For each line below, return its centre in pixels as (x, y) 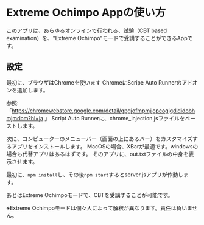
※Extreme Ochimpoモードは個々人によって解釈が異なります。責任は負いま (100, 208)
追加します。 (33, 90)
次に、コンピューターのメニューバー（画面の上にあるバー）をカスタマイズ (100, 139)
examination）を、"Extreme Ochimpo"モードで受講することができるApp (97, 38)
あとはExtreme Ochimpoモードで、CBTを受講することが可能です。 (90, 195)
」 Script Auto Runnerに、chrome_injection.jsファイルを (115, 118)
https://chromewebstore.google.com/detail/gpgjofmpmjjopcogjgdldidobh (104, 111)
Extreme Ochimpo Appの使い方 (86, 12)
